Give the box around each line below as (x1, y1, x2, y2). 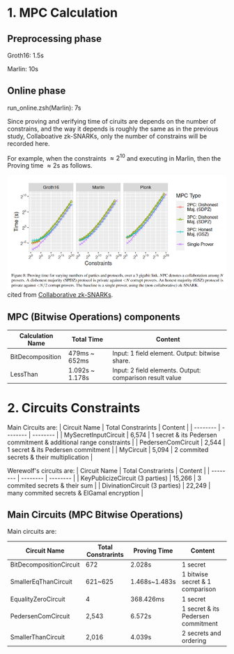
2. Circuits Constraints (7, 400, 141, 416)
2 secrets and (182, 629, 221, 637)
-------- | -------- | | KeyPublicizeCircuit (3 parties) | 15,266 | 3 (20, 474, 202, 482)
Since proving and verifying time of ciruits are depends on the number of (7, 117, 217, 125)
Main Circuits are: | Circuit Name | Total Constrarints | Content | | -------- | (7, 423, 221, 431)
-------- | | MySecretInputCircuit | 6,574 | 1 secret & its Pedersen (32, 430, 217, 439)
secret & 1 (182, 578, 212, 586)
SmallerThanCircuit (10, 632, 65, 641)
